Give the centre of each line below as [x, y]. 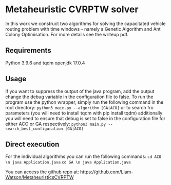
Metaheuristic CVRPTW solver [72, 9]
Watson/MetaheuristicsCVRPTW [40, 177]
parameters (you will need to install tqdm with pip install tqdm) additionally [84, 113]
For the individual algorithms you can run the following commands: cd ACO [83, 156]
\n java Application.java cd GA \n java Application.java [68, 163]
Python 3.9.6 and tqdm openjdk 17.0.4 [45, 63]
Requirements [28, 50]
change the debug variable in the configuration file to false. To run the [79, 97]
